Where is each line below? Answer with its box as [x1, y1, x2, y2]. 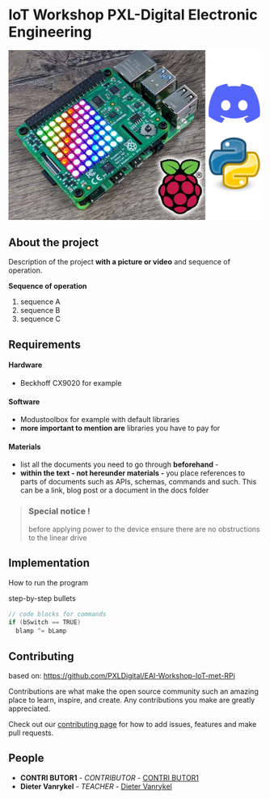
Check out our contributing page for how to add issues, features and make [8, 719, 257, 729]
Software [8, 396, 40, 406]
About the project [8, 236, 99, 249]
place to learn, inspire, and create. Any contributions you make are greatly [8, 695, 255, 704]
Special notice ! [27, 505, 91, 517]
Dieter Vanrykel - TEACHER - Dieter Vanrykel [19, 781, 172, 791]
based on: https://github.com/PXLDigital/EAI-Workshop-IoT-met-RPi [8, 670, 236, 680]
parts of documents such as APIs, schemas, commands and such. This [19, 477, 257, 487]
